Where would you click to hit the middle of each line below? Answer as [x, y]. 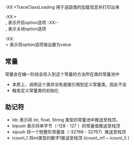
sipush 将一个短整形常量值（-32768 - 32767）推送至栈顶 [69, 131]
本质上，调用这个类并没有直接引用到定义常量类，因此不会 [69, 84]
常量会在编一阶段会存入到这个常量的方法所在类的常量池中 [62, 74]
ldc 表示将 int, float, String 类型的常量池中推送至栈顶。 [66, 119]
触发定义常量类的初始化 [35, 90]
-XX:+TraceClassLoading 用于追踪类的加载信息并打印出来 [62, 7]
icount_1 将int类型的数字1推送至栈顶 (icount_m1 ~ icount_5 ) [71, 138]
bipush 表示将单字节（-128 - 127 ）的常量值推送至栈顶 [66, 126]
